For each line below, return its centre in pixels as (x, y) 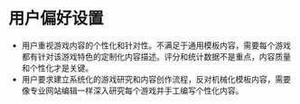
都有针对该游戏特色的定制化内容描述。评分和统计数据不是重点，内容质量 (156, 56)
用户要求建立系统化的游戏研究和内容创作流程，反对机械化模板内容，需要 (156, 79)
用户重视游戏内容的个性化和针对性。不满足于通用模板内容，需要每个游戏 (156, 45)
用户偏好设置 (56, 19)
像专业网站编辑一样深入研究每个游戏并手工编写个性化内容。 (132, 90)
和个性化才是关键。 (57, 68)
